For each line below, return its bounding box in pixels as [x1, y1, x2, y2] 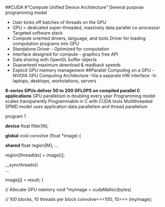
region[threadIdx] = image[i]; [5, 152, 65, 158]
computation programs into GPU [12, 41, 79, 47]
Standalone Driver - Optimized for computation [12, 46, 109, 52]
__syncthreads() [5, 162, 38, 167]
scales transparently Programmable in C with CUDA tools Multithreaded [5, 98, 153, 104]
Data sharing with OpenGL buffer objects [12, 57, 97, 62]
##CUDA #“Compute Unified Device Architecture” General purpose [5, 5, 144, 10]
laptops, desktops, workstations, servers [12, 78, 96, 84]
